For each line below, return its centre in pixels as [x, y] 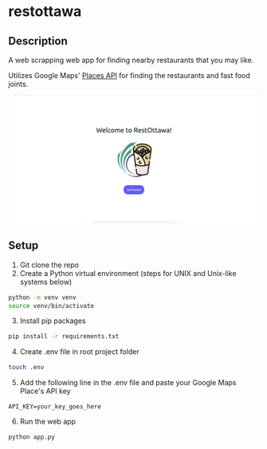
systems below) [46, 282]
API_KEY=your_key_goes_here [55, 407]
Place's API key [45, 391]
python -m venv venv [43, 297]
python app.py [32, 437]
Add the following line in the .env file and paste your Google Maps [128, 383]
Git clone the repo [49, 265]
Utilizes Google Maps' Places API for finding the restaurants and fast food [130, 75]
